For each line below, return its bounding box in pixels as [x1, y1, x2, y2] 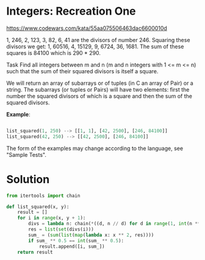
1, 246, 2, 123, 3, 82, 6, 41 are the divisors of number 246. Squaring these [6, 36, 190, 43]
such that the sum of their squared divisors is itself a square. [6, 67, 159, 74]
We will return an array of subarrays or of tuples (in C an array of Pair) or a [6, 79, 193, 87]
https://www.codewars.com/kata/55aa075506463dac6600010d [6, 24, 168, 32]
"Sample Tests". [6, 151, 47, 158]
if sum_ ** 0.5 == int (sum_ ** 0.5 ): [28, 237, 124, 244]
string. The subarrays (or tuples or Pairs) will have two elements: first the [6, 85, 190, 93]
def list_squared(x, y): [6, 203, 70, 210]
